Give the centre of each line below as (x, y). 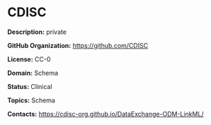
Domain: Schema (33, 73)
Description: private (37, 32)
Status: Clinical (30, 86)
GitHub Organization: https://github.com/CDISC (78, 45)
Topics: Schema (31, 100)
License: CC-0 (29, 59)
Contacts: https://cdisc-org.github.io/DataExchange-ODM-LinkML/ (105, 114)
